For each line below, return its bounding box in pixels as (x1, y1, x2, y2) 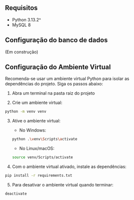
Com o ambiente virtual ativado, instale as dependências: (12, 164, 127, 169)
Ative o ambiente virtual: (12, 118, 61, 124)
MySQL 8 (12, 22, 31, 28)
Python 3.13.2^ (12, 17, 41, 22)
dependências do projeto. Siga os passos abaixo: (5, 81, 103, 87)
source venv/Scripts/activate (12, 155, 74, 160)
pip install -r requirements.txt (5, 173, 73, 178)
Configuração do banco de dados (5, 36, 108, 44)
